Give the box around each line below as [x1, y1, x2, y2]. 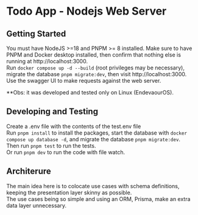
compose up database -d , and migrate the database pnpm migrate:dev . [6, 135, 181, 143]
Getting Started [6, 29, 66, 39]
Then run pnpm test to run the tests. [6, 142, 96, 149]
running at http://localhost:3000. [6, 58, 88, 65]
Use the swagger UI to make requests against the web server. [6, 77, 161, 84]
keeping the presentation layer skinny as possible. [6, 189, 132, 196]
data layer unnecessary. [6, 202, 67, 209]
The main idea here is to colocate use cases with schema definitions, [6, 182, 180, 189]
